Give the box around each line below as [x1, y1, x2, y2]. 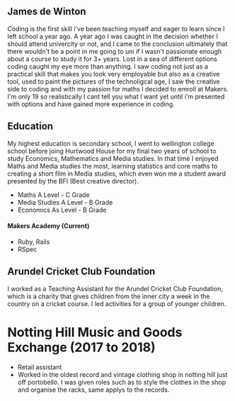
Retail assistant [17, 363, 62, 371]
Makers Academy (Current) [7, 222, 90, 230]
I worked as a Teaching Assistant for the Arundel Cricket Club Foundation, [7, 284, 224, 293]
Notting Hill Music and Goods [7, 324, 183, 340]
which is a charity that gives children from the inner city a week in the [7, 292, 210, 300]
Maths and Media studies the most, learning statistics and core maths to [7, 162, 218, 170]
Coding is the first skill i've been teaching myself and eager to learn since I [7, 24, 225, 33]
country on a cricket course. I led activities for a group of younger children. [7, 299, 227, 307]
